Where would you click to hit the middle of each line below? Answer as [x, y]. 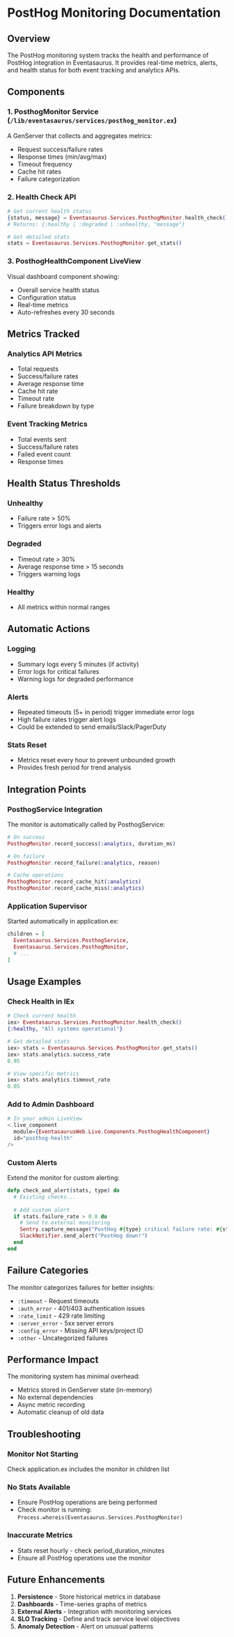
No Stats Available [39, 1487]
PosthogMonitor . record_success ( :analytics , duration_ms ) [92, 844]
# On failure [26, 856]
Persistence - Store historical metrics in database [89, 1597]
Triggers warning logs [49, 574]
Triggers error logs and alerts [60, 526]
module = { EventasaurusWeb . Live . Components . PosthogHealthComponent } [112, 1132]
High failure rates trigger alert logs [67, 719]
